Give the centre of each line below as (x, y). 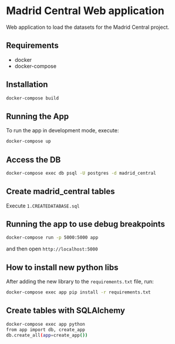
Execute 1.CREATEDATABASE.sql (43, 206)
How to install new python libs (62, 267)
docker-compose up (28, 141)
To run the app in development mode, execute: (63, 131)
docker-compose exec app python (46, 324)
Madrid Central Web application (85, 11)
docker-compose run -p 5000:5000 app (52, 238)
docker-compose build (33, 98)
